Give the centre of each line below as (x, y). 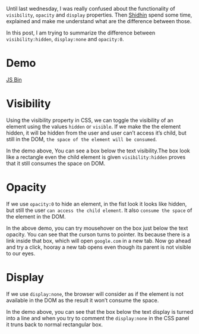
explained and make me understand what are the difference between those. (99, 21)
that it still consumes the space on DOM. (56, 163)
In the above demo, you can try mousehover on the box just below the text (97, 228)
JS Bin (14, 79)
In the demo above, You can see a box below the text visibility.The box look (98, 151)
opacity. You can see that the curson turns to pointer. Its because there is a (98, 234)
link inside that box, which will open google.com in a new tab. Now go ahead (99, 241)
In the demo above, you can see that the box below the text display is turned (100, 311)
